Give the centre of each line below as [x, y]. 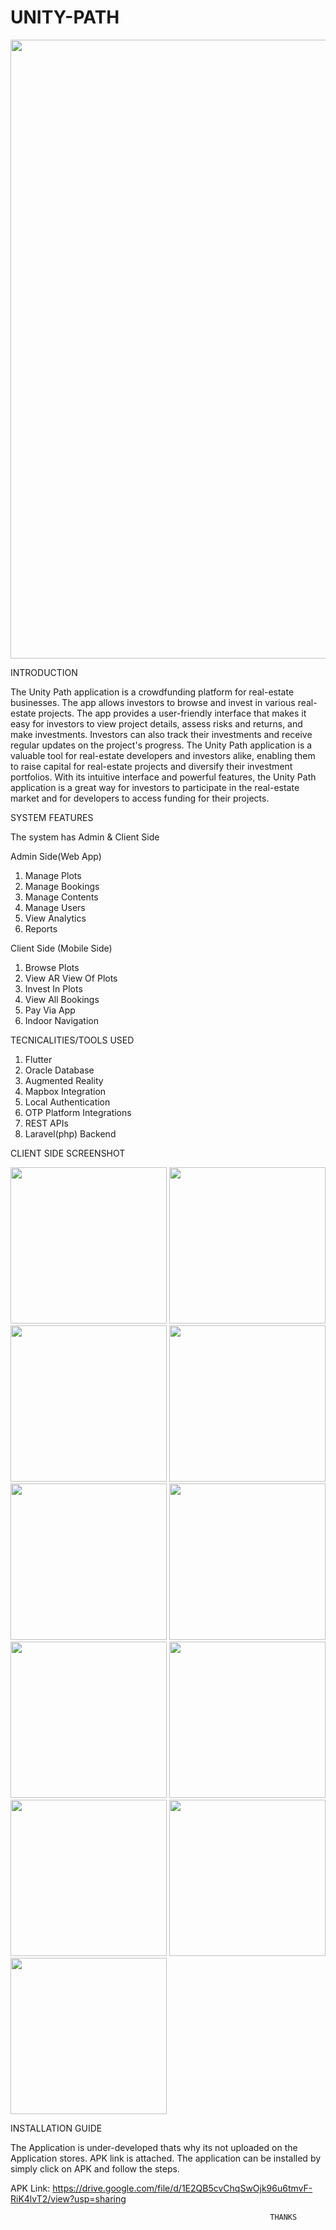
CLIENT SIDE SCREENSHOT [68, 1153]
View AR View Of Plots [71, 978]
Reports [41, 928]
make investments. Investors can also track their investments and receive [161, 734]
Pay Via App [50, 1010]
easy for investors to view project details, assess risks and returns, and [156, 723]
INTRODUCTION [44, 672]
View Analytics [55, 918]
